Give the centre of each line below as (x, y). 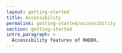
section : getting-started (39, 29)
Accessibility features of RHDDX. (56, 40)
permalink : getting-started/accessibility (61, 23)
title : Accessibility (34, 18)
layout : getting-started (38, 12)
